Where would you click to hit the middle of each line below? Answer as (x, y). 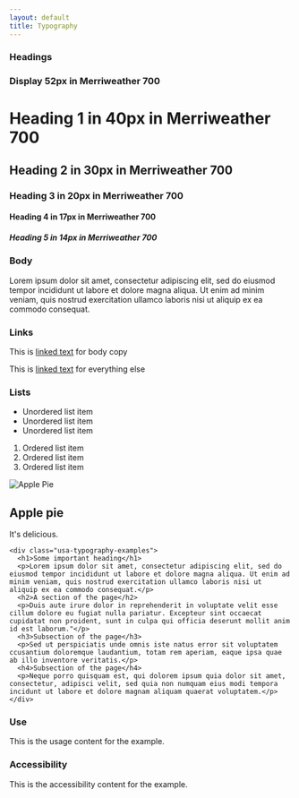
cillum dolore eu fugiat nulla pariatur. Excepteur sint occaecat (136, 614)
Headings (31, 57)
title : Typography (43, 26)
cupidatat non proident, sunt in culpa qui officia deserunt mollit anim (150, 622)
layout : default (39, 17)
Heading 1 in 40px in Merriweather (140, 118)
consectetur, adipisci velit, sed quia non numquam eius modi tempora (144, 684)
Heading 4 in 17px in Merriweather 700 (83, 217)
